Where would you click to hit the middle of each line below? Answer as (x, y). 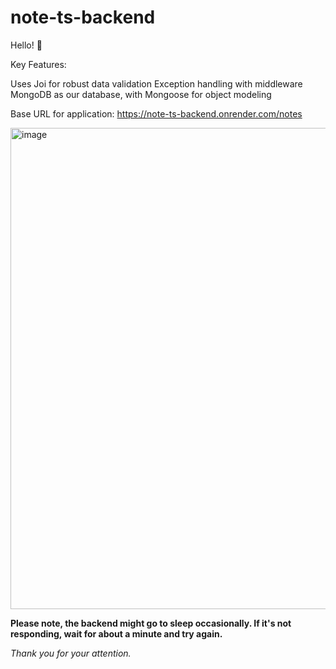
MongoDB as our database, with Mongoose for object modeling (141, 94)
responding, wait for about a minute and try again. (116, 633)
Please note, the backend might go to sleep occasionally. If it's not (151, 623)
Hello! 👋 (26, 45)
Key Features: (38, 64)
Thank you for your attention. (71, 653)
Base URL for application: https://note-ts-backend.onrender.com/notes (156, 113)
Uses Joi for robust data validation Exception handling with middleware (156, 83)
